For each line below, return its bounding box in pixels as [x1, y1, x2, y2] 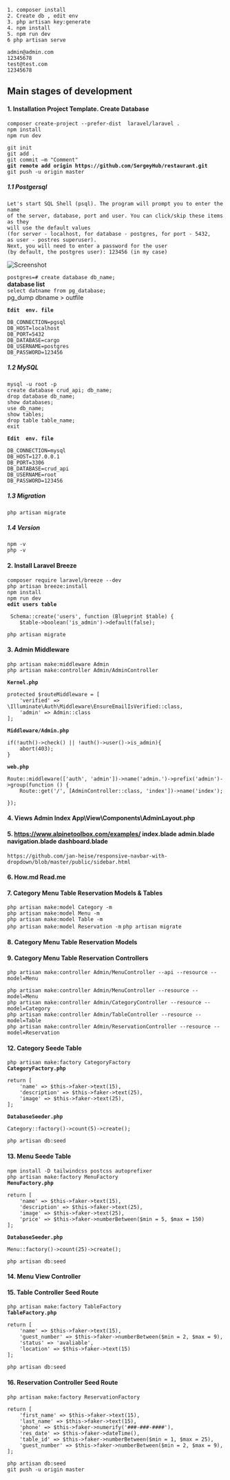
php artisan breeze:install [7, 582, 88, 589]
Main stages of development [7, 85, 133, 97]
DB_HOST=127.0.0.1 [7, 453, 60, 460]
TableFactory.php [7, 1310, 57, 1317]
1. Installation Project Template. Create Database [7, 104, 149, 113]
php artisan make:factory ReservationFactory [7, 1393, 140, 1401]
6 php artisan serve [7, 37, 67, 43]
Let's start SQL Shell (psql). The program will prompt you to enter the [7, 200, 224, 207]
